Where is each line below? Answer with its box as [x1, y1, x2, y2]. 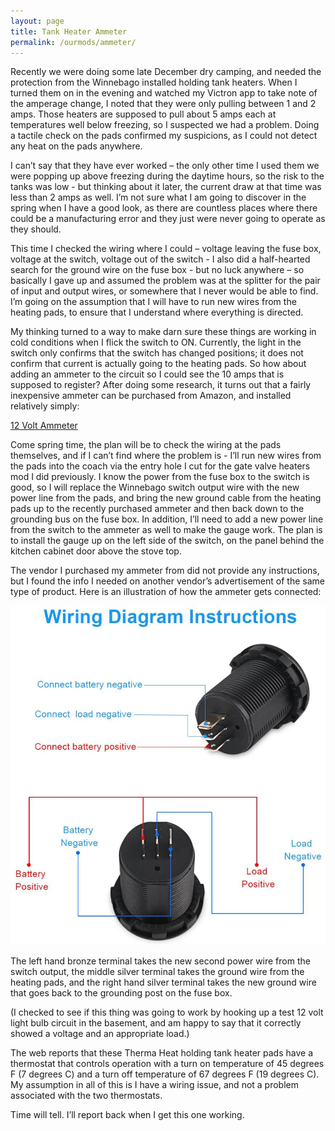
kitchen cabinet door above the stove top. [10, 545, 182, 557]
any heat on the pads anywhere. [10, 140, 143, 152]
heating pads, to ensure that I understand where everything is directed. [10, 306, 304, 319]
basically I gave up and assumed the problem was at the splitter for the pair [10, 275, 321, 287]
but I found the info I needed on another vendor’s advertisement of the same [10, 575, 325, 587]
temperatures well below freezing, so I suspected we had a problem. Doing [10, 119, 320, 131]
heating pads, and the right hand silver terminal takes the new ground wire [10, 976, 317, 988]
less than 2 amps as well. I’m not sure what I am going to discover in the [10, 191, 307, 204]
